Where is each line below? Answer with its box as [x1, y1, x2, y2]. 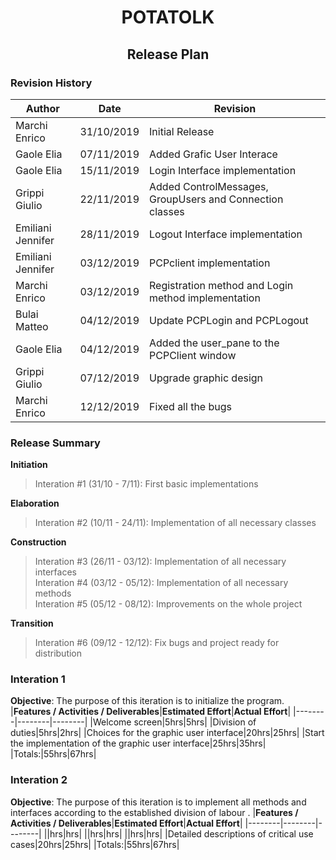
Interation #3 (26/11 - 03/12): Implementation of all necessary [34, 556, 287, 568]
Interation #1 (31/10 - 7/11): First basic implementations [34, 478, 259, 490]
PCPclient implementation [149, 256, 271, 270]
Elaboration [10, 497, 60, 510]
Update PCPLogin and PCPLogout [149, 313, 309, 327]
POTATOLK [121, 6, 215, 29]
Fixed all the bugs [149, 399, 232, 413]
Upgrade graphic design [149, 371, 264, 385]
